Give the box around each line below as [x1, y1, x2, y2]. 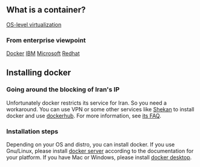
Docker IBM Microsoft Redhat [6, 50, 80, 57]
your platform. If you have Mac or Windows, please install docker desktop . [6, 154, 192, 161]
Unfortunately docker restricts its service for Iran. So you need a [6, 99, 167, 106]
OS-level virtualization [6, 21, 62, 28]
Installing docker [6, 67, 72, 77]
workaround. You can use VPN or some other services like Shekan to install [6, 105, 195, 113]
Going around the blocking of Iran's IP [6, 85, 120, 94]
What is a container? [6, 5, 86, 15]
